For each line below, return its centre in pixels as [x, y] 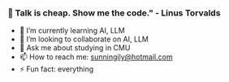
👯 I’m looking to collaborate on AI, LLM [84, 39]
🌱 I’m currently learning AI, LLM [72, 31]
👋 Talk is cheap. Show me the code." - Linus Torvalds [114, 13]
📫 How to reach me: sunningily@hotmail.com [96, 57]
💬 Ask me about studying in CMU [75, 48]
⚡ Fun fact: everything [56, 69]
